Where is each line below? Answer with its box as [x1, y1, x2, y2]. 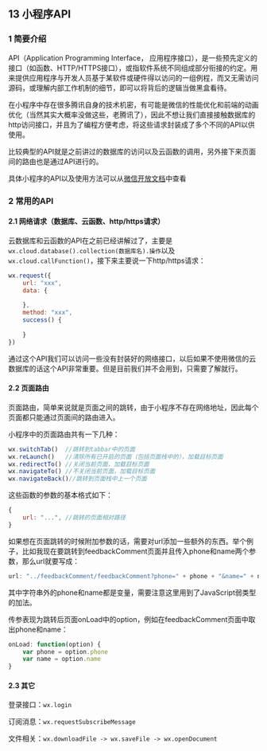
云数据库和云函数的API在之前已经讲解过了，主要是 [8, 236, 173, 245]
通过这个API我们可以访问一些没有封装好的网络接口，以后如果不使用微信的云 [8, 354, 257, 363]
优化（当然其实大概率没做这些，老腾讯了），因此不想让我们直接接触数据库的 [8, 110, 256, 119]
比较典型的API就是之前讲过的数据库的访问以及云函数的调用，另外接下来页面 [8, 147, 257, 156]
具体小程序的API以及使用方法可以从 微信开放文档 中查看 [8, 174, 187, 183]
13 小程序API [8, 7, 72, 22]
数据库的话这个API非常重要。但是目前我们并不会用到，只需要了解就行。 [8, 363, 242, 373]
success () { [22, 316, 62, 324]
